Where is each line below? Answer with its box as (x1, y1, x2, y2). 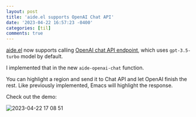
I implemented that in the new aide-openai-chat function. (6, 64, 144, 71)
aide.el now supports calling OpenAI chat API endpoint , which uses (6, 46, 168, 54)
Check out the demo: (6, 93, 57, 101)
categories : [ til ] (6, 25, 51, 31)
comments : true (6, 31, 43, 36)
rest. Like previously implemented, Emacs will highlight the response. (6, 82, 173, 89)
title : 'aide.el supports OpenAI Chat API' (6, 14, 114, 20)
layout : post (6, 8, 38, 15)
